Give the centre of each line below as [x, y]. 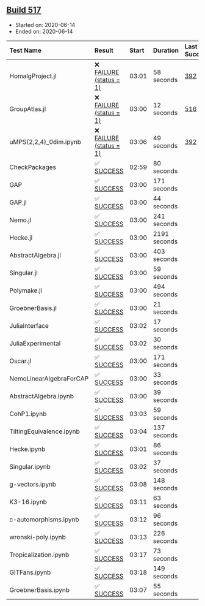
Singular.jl [23, 273]
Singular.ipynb [30, 466]
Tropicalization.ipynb [39, 555]
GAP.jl [18, 202]
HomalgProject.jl [33, 76]
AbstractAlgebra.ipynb [42, 396]
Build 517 [24, 10]
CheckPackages [33, 167]
